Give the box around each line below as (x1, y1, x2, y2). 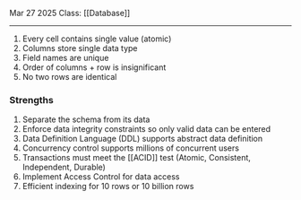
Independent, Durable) (21, 161, 106, 173)
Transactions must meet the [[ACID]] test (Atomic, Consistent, (21, 152, 251, 163)
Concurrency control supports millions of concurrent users (21, 143, 240, 153)
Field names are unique (21, 53, 109, 63)
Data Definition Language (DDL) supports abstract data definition (21, 134, 263, 144)
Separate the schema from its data (21, 114, 150, 125)
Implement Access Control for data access (21, 171, 180, 182)
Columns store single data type (21, 43, 138, 53)
